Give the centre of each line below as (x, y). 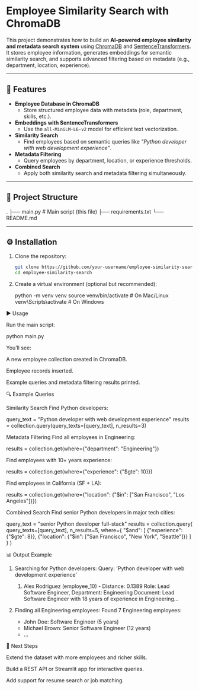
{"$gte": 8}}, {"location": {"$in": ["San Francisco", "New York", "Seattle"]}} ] (99, 537)
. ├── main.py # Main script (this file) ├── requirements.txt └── (85, 211)
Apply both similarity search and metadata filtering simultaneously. (105, 173)
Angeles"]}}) (22, 501)
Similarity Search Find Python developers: (57, 408)
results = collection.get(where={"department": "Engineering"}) (83, 449)
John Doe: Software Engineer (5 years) (71, 622)
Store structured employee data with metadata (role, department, (103, 110)
